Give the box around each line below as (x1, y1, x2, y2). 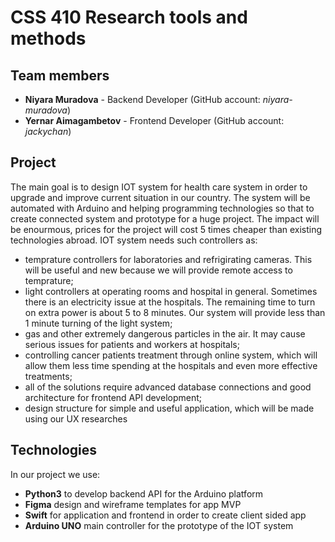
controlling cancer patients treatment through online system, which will (24, 349, 318, 361)
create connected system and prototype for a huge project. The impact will (10, 212, 320, 225)
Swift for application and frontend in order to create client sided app (24, 509, 307, 521)
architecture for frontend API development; (24, 391, 202, 403)
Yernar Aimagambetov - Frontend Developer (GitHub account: (24, 115, 285, 126)
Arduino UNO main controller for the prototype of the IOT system (24, 519, 294, 531)
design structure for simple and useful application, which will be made (24, 402, 315, 414)
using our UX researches (24, 412, 128, 425)
